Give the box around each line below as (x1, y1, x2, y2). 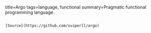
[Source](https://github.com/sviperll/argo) (5, 23, 99, 28)
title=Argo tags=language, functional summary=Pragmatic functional (5, 4, 146, 10)
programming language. (5, 9, 55, 15)
